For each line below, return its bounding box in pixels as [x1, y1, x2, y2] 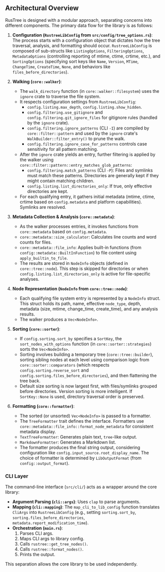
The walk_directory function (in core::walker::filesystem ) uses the [19, 88, 160, 94]
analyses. [19, 276, 40, 282]
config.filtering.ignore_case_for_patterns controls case [27, 141, 147, 147]
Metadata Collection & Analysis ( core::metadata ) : [12, 213, 115, 220]
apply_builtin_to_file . [19, 255, 68, 261]
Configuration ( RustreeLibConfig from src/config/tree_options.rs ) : [12, 32, 153, 38]
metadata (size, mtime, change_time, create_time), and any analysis [19, 306, 158, 312]
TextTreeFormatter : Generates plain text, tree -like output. [19, 434, 137, 440]
